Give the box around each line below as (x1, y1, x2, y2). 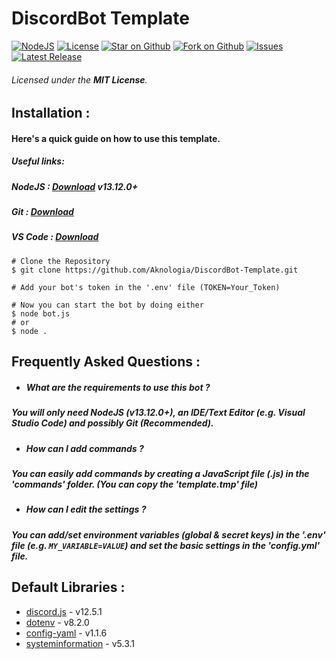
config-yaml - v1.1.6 (25, 627, 108, 639)
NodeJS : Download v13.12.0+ (11, 180, 139, 192)
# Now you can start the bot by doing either (11, 300, 204, 310)
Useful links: (11, 155, 65, 167)
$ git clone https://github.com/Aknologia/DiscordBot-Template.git (11, 265, 299, 275)
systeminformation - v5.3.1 (25, 637, 136, 649)
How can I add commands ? (25, 442, 144, 454)
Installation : (11, 105, 91, 122)
